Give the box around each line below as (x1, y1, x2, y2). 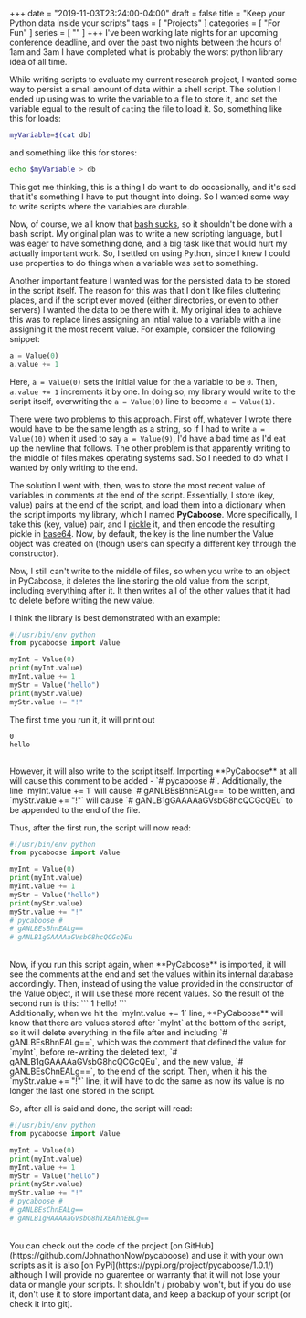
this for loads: (9, 113, 61, 123)
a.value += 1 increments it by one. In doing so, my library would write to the (9, 386, 296, 397)
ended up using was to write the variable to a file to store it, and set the (9, 93, 278, 104)
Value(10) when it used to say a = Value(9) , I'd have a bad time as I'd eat (9, 433, 286, 444)
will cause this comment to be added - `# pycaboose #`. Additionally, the (9, 775, 283, 786)
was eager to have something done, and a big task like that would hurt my (9, 238, 288, 249)
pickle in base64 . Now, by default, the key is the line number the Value (9, 528, 274, 539)
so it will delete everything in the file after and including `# (9, 1027, 228, 1038)
